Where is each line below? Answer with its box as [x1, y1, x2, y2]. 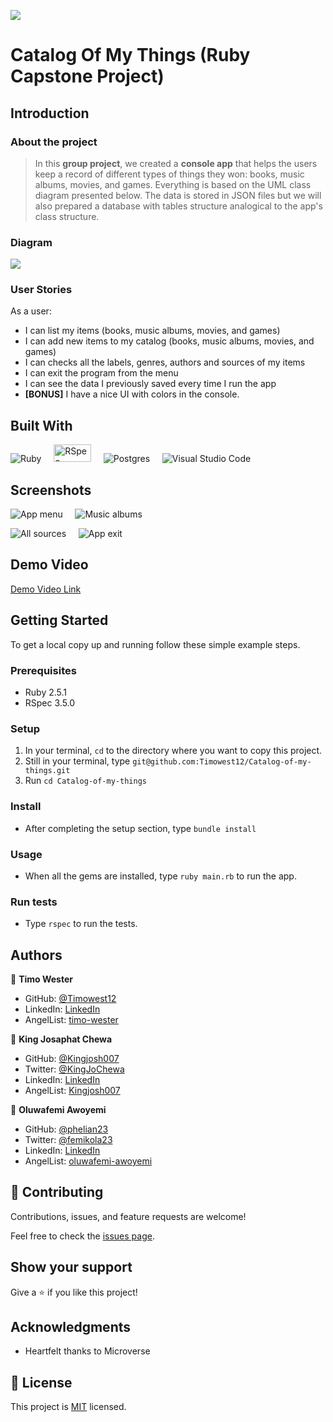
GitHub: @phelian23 [24, 1123, 109, 1135]
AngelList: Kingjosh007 [24, 1085, 121, 1097]
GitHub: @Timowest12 [24, 993, 117, 1005]
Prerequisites [10, 663, 77, 677]
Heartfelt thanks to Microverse [24, 1345, 151, 1357]
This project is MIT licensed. [10, 1401, 127, 1413]
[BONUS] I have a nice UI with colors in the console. [24, 388, 240, 400]
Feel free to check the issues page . [10, 1230, 155, 1242]
